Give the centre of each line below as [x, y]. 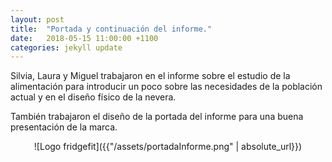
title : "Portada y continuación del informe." [111, 29]
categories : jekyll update [66, 47]
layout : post [37, 19]
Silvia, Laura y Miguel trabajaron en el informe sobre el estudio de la [150, 76]
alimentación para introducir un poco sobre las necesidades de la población [166, 87]
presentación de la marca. [64, 127]
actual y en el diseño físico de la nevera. [93, 97]
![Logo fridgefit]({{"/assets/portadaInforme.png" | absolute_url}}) [168, 147]
